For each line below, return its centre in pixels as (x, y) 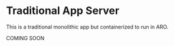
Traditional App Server (63, 11)
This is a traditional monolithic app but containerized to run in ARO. (87, 27)
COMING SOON (25, 38)
